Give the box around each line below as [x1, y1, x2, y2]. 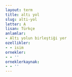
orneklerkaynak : [5, 59, 40, 64]
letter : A [5, 21, 26, 27]
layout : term [5, 7, 33, 13]
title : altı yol [5, 12, 40, 17]
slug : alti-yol [5, 17, 38, 22]
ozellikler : [5, 41, 30, 46]
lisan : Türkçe [5, 26, 35, 31]
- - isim [5, 45, 24, 50]
